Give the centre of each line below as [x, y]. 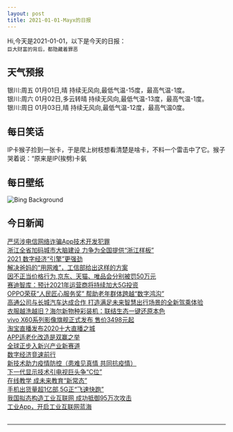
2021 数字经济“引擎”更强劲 [45, 259]
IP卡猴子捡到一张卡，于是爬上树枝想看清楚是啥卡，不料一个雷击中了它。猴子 [116, 150]
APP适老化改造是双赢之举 [44, 337]
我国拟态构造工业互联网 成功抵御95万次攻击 [69, 398]
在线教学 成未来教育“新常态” [48, 381]
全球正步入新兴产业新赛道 [44, 346]
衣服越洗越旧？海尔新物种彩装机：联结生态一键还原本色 [86, 311]
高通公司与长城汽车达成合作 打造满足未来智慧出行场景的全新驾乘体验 [105, 302]
